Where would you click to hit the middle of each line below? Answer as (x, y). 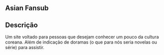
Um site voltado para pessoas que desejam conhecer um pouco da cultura (82, 37)
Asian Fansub (27, 8)
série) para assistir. (25, 48)
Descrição (21, 25)
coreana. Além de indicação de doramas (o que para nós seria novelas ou (81, 42)
